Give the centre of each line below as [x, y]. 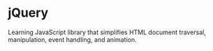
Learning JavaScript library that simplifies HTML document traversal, [107, 32]
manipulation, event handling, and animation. [72, 39]
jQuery [28, 13]
